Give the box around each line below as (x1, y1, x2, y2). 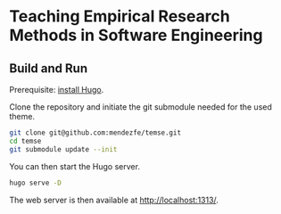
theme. (9, 111, 36, 121)
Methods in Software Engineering (9, 25, 263, 45)
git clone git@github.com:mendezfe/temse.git (9, 128, 181, 137)
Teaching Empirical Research (9, 6, 230, 27)
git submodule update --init (9, 144, 118, 153)
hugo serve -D (9, 178, 62, 187)
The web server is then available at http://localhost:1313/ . (9, 194, 219, 205)
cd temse (9, 136, 42, 145)
